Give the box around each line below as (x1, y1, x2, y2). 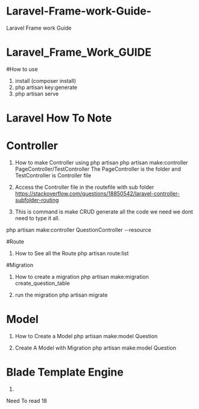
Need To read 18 (6, 397, 47, 404)
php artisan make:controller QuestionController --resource (6, 226, 152, 234)
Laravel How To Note (6, 111, 112, 125)
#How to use (6, 65, 38, 73)
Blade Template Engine (6, 365, 124, 379)
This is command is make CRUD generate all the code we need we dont (14, 208, 194, 215)
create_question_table (14, 280, 71, 287)
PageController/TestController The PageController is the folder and (14, 165, 182, 172)
